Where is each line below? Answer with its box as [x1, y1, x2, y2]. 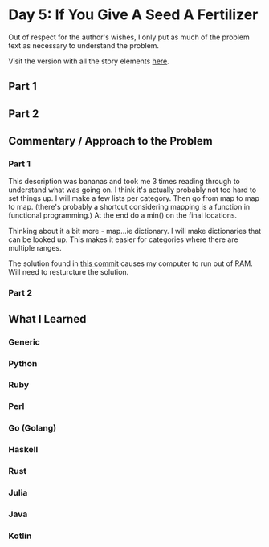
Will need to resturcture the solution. [8, 267, 129, 277]
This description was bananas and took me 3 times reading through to [8, 177, 241, 186]
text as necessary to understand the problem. [8, 40, 159, 50]
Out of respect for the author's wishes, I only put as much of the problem [8, 32, 251, 42]
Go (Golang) [8, 422, 57, 434]
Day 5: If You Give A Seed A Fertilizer [8, 6, 259, 24]
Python [8, 357, 38, 369]
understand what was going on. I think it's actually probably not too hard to [8, 185, 257, 194]
